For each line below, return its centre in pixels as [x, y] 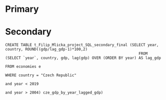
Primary [22, 9]
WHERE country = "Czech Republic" [41, 75]
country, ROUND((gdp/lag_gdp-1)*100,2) [46, 50]
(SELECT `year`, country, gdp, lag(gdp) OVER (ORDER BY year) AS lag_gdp [83, 58]
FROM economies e [23, 67]
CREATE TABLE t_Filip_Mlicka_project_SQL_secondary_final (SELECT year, [82, 45]
